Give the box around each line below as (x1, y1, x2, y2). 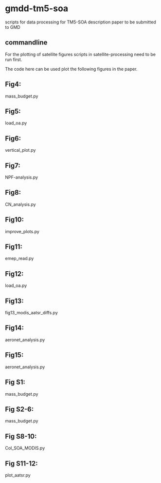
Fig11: (5, 242, 23, 251)
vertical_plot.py (5, 147, 36, 153)
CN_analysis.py (5, 201, 36, 207)
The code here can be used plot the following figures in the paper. (5, 66, 138, 72)
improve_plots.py (5, 228, 40, 234)
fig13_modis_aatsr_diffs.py (5, 310, 58, 316)
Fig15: (5, 351, 24, 359)
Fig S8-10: (5, 432, 37, 441)
